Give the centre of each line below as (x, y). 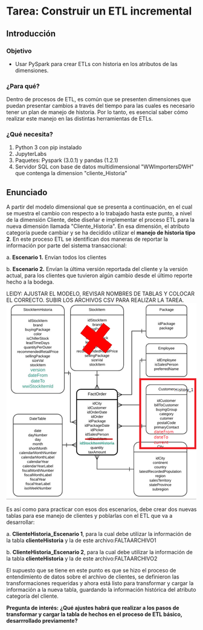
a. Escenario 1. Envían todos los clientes (56, 257)
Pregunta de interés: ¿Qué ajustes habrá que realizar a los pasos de (93, 608)
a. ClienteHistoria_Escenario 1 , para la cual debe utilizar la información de (99, 534)
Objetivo (19, 51)
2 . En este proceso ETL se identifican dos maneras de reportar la (87, 239)
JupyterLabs (31, 154)
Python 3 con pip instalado (48, 147)
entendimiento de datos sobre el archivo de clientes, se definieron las (93, 577)
